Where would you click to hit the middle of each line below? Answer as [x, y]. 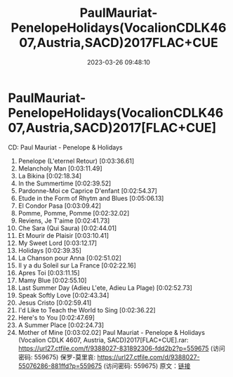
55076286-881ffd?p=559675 [60, 366]
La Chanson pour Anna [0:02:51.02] [70, 258]
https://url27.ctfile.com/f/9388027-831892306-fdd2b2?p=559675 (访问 [121, 348]
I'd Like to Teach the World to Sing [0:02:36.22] [87, 310]
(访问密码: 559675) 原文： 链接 [147, 366]
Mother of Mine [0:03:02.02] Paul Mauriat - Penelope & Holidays [112, 332]
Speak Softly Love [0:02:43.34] [64, 295]
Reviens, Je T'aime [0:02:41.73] [64, 220]
